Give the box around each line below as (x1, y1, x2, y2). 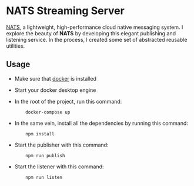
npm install (25, 131, 55, 137)
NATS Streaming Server (6, 4, 125, 18)
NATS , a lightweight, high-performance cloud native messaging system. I (6, 24, 183, 31)
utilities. (6, 42, 25, 49)
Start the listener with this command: (14, 163, 104, 170)
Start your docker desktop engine (14, 87, 96, 94)
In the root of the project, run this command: (14, 98, 122, 105)
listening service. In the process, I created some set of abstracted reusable (6, 36, 188, 43)
